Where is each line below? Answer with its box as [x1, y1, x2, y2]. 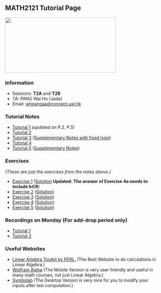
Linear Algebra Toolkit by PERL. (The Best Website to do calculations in [12, 257, 156, 263]
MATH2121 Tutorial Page [5, 4, 81, 12]
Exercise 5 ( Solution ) [12, 204, 54, 210]
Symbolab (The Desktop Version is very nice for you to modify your [12, 277, 149, 283]
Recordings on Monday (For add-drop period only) [5, 216, 128, 223]
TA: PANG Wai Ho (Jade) [12, 96, 62, 102]
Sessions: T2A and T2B [12, 90, 60, 96]
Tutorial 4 [12, 140, 32, 146]
